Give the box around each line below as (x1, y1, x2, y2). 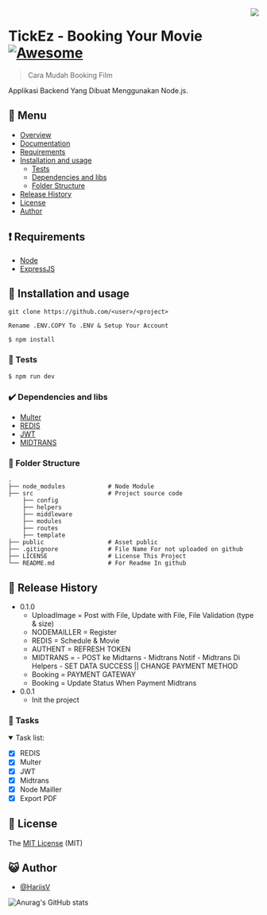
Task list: (15, 733, 45, 743)
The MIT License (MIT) (8, 838, 83, 847)
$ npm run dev (8, 372, 56, 381)
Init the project (31, 695, 79, 705)
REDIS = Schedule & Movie (31, 636, 120, 646)
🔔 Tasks (8, 715, 40, 725)
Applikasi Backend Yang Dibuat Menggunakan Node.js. (8, 85, 189, 95)
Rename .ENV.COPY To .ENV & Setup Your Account (8, 322, 169, 330)
